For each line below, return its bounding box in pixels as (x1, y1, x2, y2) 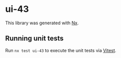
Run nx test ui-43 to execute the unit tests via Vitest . (5, 47, 116, 53)
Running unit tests (5, 34, 64, 43)
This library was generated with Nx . (5, 20, 79, 26)
